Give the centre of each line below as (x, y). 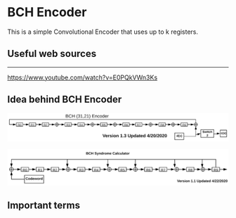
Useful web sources (52, 54)
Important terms (44, 206)
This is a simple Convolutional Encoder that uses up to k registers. (103, 32)
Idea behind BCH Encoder (65, 100)
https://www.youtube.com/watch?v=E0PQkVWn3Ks (83, 77)
